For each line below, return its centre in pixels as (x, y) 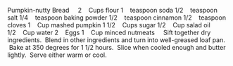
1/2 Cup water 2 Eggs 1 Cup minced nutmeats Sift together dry (109, 32)
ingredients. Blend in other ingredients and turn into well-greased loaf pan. (116, 40)
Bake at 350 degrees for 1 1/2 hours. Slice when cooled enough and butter (117, 47)
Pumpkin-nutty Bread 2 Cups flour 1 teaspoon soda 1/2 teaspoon (113, 10)
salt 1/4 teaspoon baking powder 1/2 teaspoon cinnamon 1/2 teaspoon (117, 18)
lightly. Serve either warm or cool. (57, 55)
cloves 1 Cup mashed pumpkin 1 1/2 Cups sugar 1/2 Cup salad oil (109, 25)
